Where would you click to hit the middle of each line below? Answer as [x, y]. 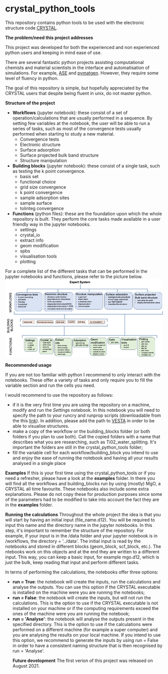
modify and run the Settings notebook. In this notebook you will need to [86, 410]
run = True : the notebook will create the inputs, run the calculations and [86, 581]
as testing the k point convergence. [49, 171]
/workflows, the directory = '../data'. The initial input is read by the [73, 541]
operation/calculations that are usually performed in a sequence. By [82, 118]
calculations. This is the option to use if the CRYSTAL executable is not [85, 603]
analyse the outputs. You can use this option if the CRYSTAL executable [86, 587]
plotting [28, 261]
